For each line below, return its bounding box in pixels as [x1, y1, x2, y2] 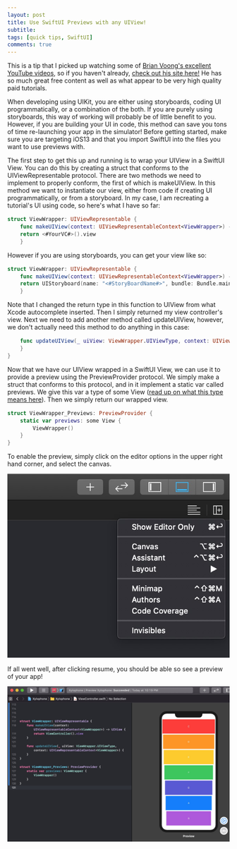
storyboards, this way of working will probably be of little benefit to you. [7, 113, 217, 121]
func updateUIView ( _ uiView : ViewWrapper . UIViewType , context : [20, 337, 210, 345]
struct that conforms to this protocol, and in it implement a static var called [7, 380, 224, 388]
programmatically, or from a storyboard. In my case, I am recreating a [7, 194, 209, 203]
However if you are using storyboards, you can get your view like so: [7, 251, 207, 259]
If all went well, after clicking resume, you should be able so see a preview [7, 664, 224, 673]
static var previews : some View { [20, 417, 121, 424]
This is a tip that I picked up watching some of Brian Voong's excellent [7, 61, 212, 70]
